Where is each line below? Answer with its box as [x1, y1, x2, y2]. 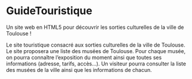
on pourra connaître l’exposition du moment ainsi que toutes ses [6, 54, 162, 61]
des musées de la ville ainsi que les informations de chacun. [6, 66, 152, 73]
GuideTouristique [6, 4, 92, 18]
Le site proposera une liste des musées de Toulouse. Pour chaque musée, [6, 47, 186, 54]
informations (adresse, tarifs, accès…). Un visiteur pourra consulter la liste [6, 60, 187, 67]
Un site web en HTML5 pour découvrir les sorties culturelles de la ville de [6, 24, 184, 31]
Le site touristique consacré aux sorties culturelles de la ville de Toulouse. [6, 41, 186, 48]
